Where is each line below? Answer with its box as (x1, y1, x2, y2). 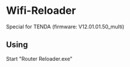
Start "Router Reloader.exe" (6, 55, 73, 62)
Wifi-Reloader (6, 4, 76, 17)
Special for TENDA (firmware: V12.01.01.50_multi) (6, 23, 125, 30)
